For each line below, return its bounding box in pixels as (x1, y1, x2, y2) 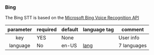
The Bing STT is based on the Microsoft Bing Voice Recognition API (5, 15, 139, 21)
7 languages (118, 42, 147, 49)
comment (121, 26, 144, 33)
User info (118, 34, 140, 41)
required (37, 26, 57, 33)
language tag (83, 26, 114, 33)
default (61, 26, 79, 33)
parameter (7, 26, 32, 33)
